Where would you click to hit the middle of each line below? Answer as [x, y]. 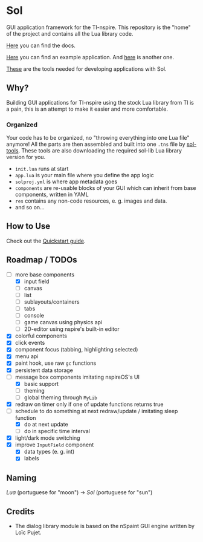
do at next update [46, 424]
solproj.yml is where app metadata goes [66, 181]
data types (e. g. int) [49, 452]
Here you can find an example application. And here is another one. [90, 57]
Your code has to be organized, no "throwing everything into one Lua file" [98, 138]
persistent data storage [44, 370]
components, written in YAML [52, 195]
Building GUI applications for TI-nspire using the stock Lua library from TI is [100, 102]
